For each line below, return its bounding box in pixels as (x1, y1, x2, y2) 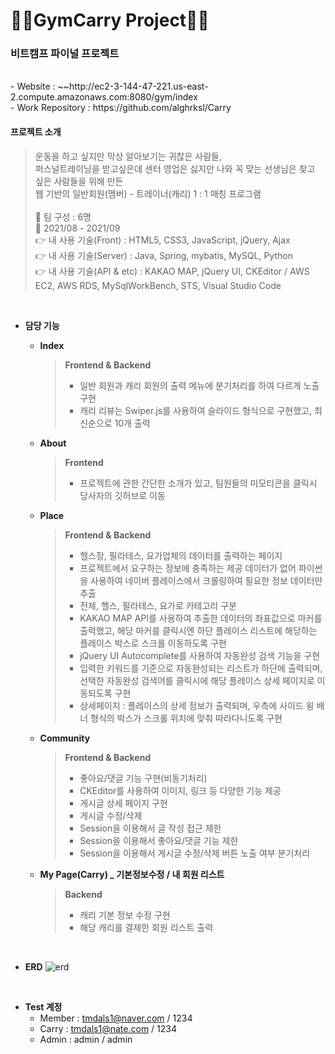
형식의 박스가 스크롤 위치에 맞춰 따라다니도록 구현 (90, 712, 283, 724)
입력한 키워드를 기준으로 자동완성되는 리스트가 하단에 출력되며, (79, 662, 323, 674)
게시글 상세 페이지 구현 (79, 797, 168, 809)
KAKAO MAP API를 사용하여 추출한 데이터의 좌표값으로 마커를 (79, 612, 323, 624)
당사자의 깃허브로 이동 (79, 489, 166, 501)
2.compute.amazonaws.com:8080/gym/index (10, 91, 198, 103)
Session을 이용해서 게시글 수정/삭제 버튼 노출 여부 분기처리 (79, 847, 311, 859)
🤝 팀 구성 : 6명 (34, 210, 92, 223)
